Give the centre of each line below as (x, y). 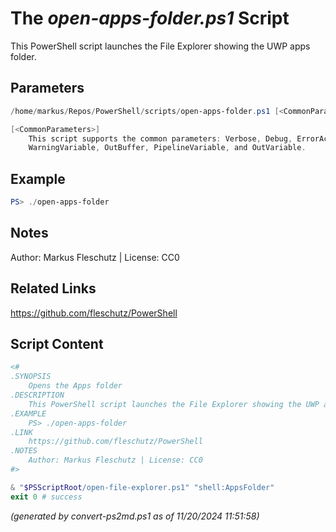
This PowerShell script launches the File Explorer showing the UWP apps (160, 46)
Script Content (57, 343)
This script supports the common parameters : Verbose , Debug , (160, 138)
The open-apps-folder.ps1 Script (150, 18)
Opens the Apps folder (75, 386)
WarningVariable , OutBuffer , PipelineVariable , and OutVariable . (167, 148)
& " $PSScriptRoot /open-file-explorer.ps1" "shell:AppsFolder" (142, 487)
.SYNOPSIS (31, 377)
